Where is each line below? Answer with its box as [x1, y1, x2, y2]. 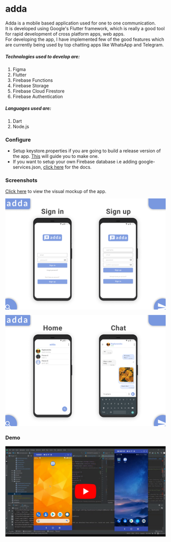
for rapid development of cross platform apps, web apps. [5, 31, 125, 37]
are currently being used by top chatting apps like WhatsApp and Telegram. [5, 41, 164, 48]
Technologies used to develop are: [5, 53, 80, 59]
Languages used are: [5, 105, 52, 111]
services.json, [12, 164, 42, 170]
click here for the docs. [43, 164, 92, 170]
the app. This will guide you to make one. [12, 153, 99, 159]
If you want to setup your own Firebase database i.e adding [12, 159, 137, 165]
